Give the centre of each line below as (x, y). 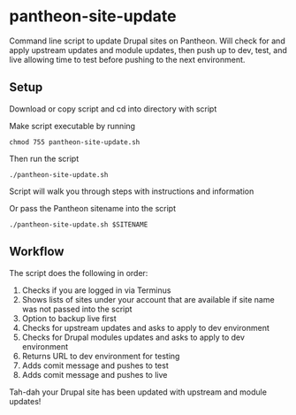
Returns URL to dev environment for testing (101, 356)
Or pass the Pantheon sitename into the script (93, 208)
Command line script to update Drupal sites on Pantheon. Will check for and (147, 41)
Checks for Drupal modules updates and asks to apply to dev (133, 337)
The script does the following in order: (79, 273)
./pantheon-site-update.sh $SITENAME (79, 224)
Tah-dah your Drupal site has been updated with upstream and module (138, 392)
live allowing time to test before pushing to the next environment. (127, 59)
